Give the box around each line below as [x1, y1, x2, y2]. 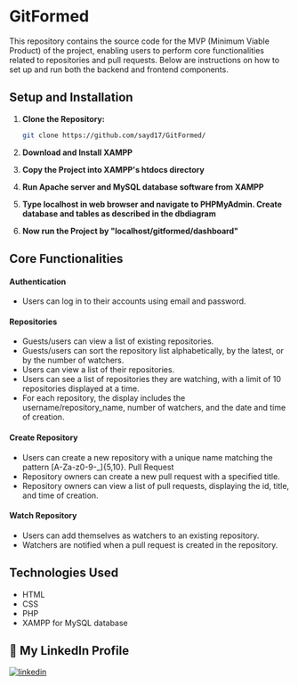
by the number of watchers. [21, 355, 125, 366]
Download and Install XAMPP [21, 147, 133, 158]
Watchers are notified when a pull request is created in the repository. [21, 539, 278, 550]
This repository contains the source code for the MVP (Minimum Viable [9, 36, 270, 46]
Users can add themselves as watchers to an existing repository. [21, 530, 260, 541]
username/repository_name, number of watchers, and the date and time [21, 403, 286, 413]
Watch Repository [9, 510, 77, 521]
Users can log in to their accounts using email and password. [21, 296, 246, 306]
